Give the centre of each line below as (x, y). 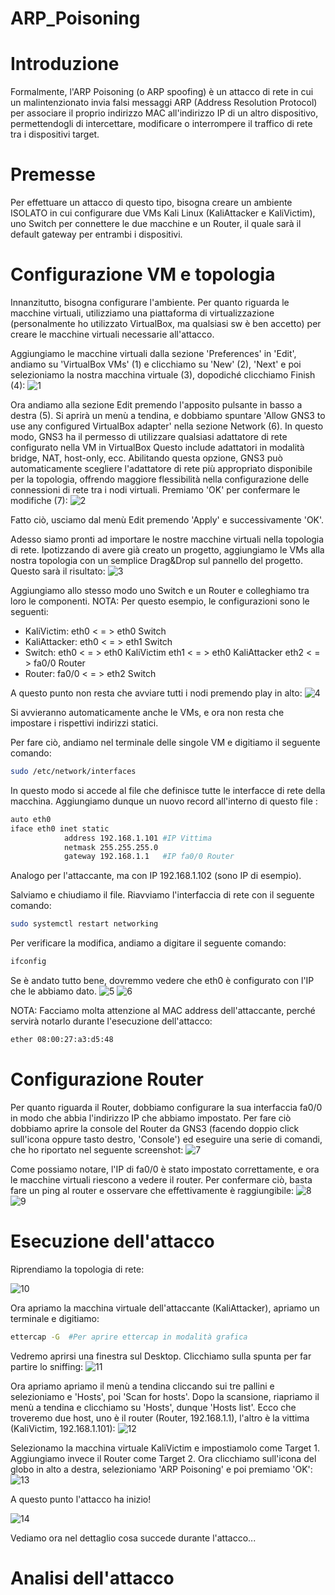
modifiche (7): (39, 500)
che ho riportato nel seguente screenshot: (97, 1149)
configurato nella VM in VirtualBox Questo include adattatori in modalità (157, 447)
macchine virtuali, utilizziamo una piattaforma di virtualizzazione (142, 313)
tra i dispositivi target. (55, 134)
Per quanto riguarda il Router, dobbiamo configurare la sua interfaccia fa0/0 (166, 1107)
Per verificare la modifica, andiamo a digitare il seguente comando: (148, 943)
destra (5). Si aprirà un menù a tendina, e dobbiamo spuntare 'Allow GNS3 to (168, 415)
